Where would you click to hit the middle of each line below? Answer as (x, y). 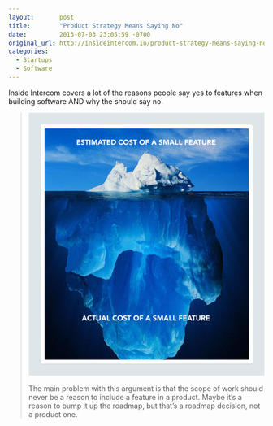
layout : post (41, 17)
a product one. (53, 414)
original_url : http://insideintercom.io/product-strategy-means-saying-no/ (139, 43)
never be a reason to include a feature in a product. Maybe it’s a (135, 397)
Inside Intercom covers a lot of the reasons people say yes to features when (135, 93)
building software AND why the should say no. (86, 101)
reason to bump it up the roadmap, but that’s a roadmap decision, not (144, 406)
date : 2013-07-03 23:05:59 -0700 (80, 34)
